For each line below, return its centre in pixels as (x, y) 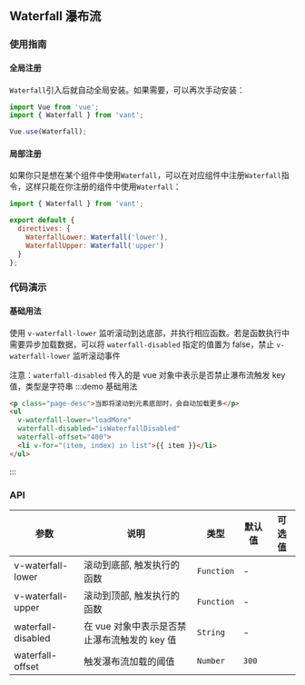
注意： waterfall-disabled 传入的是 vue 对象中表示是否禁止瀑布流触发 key (148, 374)
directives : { (44, 229)
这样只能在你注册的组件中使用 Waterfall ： (103, 187)
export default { (42, 221)
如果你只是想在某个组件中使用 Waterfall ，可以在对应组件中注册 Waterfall (145, 175)
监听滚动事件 (96, 355)
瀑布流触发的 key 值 (135, 640)
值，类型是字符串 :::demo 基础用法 (74, 386)
